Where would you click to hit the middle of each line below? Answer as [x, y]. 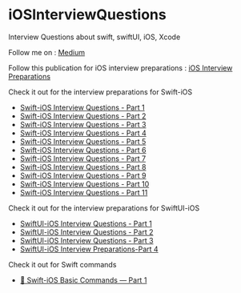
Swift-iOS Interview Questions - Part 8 [83, 167]
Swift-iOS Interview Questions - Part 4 [83, 133]
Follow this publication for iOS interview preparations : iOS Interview [120, 68]
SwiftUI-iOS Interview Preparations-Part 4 [89, 249]
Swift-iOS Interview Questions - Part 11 [84, 192]
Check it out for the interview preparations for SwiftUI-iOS [104, 208]
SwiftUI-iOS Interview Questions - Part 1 [86, 223]
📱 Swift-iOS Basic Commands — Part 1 [83, 280]
